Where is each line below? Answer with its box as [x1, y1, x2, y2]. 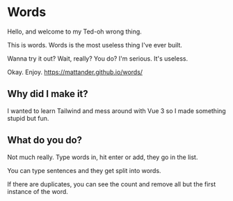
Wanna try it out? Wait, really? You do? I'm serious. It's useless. [7, 54, 188, 63]
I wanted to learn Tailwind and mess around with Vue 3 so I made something [7, 106, 226, 115]
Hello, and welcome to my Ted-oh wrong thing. [7, 27, 143, 36]
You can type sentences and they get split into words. [7, 166, 161, 174]
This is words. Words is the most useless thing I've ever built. [7, 40, 183, 49]
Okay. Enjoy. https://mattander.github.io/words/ [7, 68, 143, 76]
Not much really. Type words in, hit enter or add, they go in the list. [7, 153, 198, 161]
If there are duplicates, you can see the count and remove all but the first [7, 179, 216, 188]
